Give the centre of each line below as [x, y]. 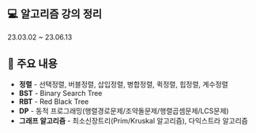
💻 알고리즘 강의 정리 [55, 14]
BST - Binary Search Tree [60, 93]
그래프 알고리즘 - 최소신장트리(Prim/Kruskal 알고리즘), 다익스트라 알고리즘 [133, 120]
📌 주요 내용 [33, 64]
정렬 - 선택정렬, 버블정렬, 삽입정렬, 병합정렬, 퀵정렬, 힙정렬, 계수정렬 [123, 84]
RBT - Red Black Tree [54, 102]
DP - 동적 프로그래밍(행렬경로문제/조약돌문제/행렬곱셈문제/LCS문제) [124, 111]
